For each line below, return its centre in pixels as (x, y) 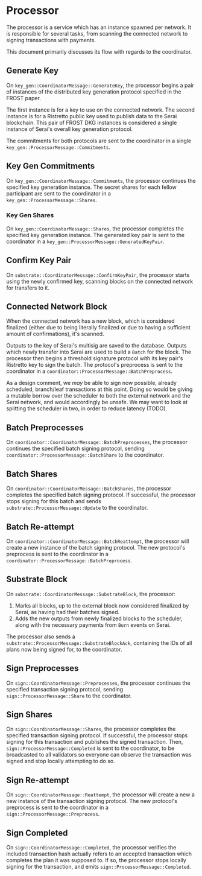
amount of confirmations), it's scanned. (55, 334)
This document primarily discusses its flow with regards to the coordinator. (99, 51)
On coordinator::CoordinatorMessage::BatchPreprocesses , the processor (97, 442)
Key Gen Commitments (51, 166)
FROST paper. (24, 98)
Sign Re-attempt (38, 780)
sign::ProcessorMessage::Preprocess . (53, 814)
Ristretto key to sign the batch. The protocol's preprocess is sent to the (94, 365)
